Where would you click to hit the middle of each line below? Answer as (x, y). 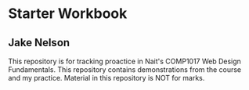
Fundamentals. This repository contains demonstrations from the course (125, 70)
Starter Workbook (68, 14)
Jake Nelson (39, 43)
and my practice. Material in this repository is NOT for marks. (106, 78)
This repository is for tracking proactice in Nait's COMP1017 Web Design (125, 61)
